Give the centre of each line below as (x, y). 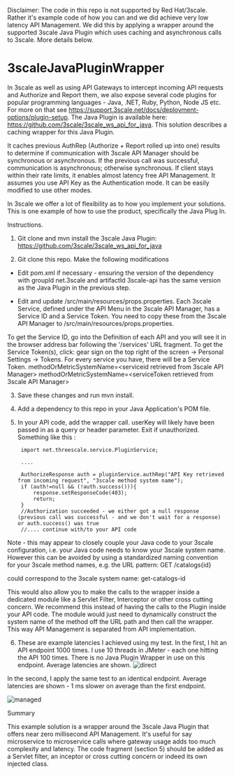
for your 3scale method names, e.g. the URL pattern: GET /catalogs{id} (109, 564)
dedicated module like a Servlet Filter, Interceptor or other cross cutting (110, 599)
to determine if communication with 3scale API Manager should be (103, 152)
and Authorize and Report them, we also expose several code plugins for (112, 94)
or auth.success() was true (58, 523)
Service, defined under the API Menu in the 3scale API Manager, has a (118, 308)
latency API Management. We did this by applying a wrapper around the (111, 25)
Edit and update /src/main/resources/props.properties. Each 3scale (114, 301)
